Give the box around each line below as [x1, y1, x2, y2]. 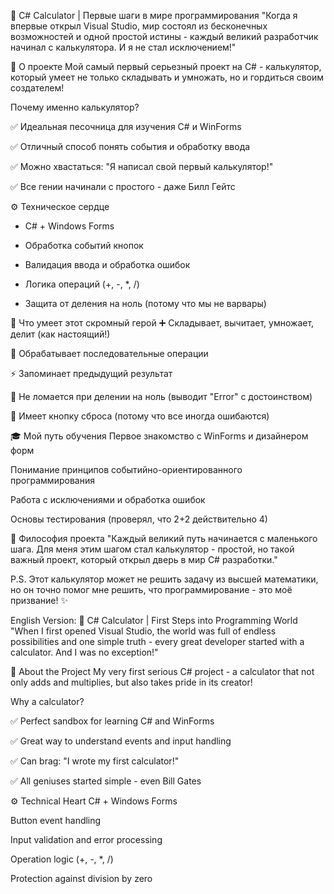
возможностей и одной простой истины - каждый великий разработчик [10, 31, 319, 42]
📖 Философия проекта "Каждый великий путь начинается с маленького [10, 533, 318, 544]
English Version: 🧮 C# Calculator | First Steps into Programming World [10, 615, 298, 626]
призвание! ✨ [10, 595, 68, 606]
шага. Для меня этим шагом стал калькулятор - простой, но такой [10, 543, 295, 555]
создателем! [10, 82, 65, 94]
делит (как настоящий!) [10, 328, 111, 340]
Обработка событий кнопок [24, 240, 144, 251]
